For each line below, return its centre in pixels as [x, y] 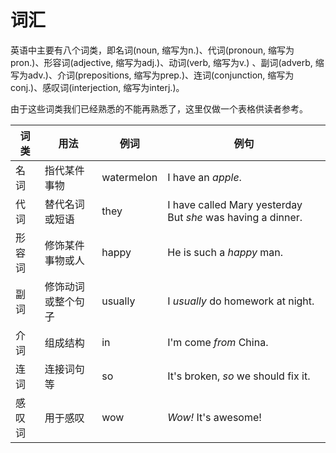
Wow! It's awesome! [214, 417]
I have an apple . [204, 177]
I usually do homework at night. [241, 301]
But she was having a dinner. [235, 217]
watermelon [129, 177]
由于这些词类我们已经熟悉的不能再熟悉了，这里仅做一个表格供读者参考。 [159, 108]
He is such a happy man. [225, 252]
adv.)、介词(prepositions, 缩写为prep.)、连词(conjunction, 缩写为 [161, 75]
